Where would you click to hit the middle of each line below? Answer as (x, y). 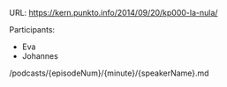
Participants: (32, 29)
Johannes (40, 56)
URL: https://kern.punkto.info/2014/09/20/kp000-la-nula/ (113, 13)
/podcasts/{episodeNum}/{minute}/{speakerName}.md (109, 73)
